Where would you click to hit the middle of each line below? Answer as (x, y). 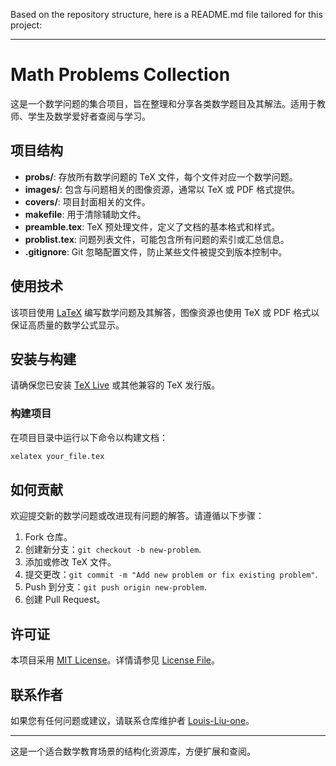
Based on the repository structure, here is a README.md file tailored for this (166, 14)
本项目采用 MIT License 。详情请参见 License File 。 (115, 660)
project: (26, 25)
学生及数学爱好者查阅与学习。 (89, 116)
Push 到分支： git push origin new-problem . (115, 587)
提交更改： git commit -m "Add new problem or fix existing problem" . (171, 575)
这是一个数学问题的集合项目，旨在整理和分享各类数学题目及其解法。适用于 (163, 103)
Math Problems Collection (120, 75)
